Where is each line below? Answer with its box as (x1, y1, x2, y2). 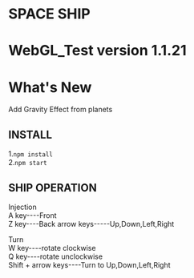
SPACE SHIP (8, 5, 91, 23)
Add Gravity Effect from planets (8, 105, 113, 115)
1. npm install (8, 149, 54, 159)
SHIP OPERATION (8, 181, 98, 195)
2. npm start (8, 158, 48, 167)
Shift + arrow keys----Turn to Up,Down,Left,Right (8, 260, 171, 269)
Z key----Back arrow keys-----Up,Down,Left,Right (8, 219, 175, 228)
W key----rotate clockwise (8, 243, 96, 252)
